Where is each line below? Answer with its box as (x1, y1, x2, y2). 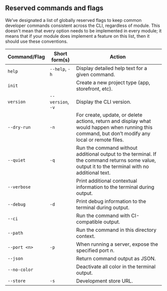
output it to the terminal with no (76, 163, 149, 170)
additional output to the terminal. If (76, 150, 157, 157)
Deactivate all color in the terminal (76, 263, 156, 270)
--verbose (7, 184, 31, 190)
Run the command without (76, 144, 138, 151)
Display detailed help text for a (76, 65, 148, 72)
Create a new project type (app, (76, 79, 151, 86)
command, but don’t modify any (76, 130, 151, 137)
